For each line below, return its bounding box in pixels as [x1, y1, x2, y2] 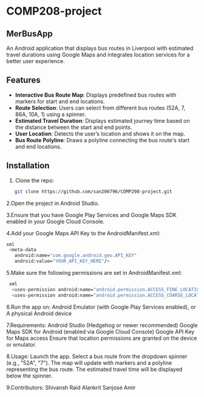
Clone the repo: [15, 176, 55, 184]
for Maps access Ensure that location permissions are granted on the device [6, 334, 197, 342]
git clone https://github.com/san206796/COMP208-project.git [14, 188, 172, 195]
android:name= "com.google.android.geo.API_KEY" [14, 252, 137, 259]
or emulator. [6, 340, 36, 348]
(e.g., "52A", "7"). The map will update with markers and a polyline [6, 359, 172, 366]
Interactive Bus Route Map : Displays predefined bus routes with [15, 91, 177, 98]
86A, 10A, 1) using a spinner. [15, 111, 86, 118]
